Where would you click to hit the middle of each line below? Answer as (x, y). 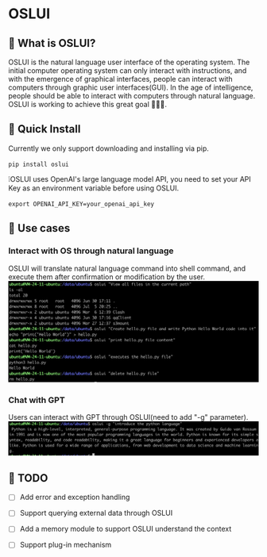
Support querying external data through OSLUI (96, 513)
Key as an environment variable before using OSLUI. (94, 188)
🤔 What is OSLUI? (52, 43)
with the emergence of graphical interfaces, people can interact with (120, 79)
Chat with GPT (37, 400)
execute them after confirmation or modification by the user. (106, 277)
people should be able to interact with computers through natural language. (132, 96)
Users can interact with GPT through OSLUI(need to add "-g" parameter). (128, 417)
